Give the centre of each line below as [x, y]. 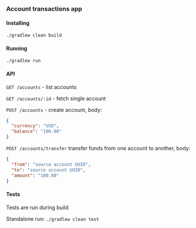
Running [17, 48]
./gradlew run [24, 61]
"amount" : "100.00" [35, 176]
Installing [18, 23]
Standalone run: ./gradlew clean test [53, 219]
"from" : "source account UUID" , [51, 164]
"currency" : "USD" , [35, 126]
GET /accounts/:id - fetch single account [56, 98]
